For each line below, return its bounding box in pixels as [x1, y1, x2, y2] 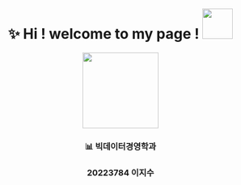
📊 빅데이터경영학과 [84, 141, 157, 152]
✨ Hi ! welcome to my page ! [7, 25, 200, 44]
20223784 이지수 [87, 166, 154, 178]
